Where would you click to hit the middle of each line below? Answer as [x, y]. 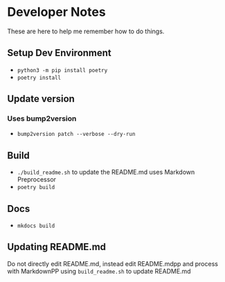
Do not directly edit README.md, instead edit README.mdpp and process [112, 263]
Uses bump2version [42, 118]
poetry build [36, 188]
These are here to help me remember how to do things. [86, 31]
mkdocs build [36, 226]
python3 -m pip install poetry [62, 70]
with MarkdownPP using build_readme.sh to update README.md [99, 271]
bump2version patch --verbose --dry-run [76, 134]
